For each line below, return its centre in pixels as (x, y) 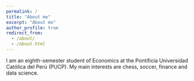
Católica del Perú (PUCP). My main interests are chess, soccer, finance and (97, 66)
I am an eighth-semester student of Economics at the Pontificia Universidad (97, 60)
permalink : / (22, 11)
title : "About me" (28, 17)
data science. (22, 73)
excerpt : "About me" (31, 22)
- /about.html (28, 44)
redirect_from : (25, 33)
